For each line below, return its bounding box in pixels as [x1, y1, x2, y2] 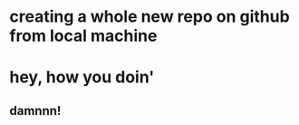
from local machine [9, 25, 158, 46]
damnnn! [9, 102, 62, 119]
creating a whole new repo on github [9, 6, 290, 27]
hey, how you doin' [9, 67, 155, 88]
